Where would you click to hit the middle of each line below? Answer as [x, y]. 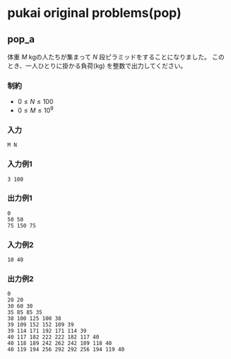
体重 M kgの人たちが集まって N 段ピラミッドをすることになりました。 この [116, 57]
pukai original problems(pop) [94, 13]
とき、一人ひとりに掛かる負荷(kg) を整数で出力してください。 [97, 66]
